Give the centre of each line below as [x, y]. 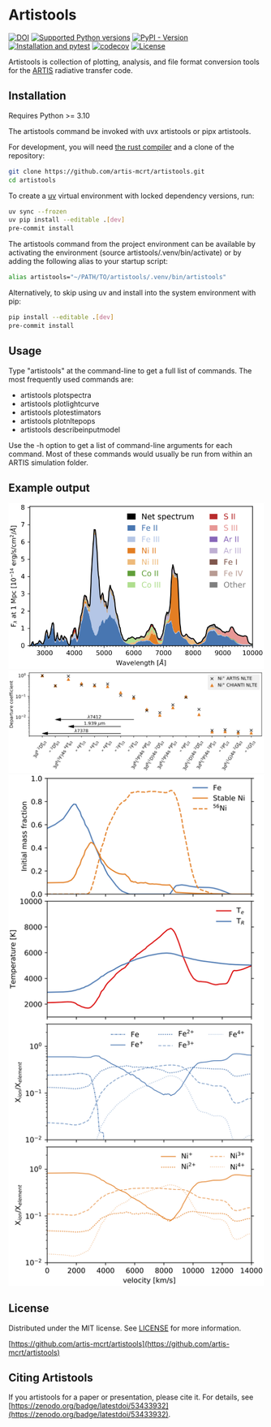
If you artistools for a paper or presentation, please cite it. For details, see [131, 1397]
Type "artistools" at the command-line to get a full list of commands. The [130, 370]
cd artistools [32, 180]
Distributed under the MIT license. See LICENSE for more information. [125, 1328]
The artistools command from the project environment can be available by [132, 244]
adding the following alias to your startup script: [88, 261]
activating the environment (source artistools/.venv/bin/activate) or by [125, 252]
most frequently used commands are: [71, 379]
